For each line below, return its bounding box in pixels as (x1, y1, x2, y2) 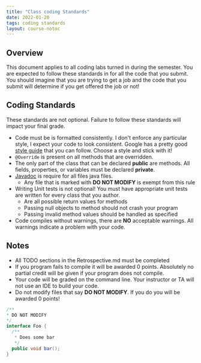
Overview (6, 47, 44, 58)
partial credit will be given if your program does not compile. (14, 269, 164, 277)
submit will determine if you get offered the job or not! (6, 83, 140, 90)
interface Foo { (6, 323, 47, 329)
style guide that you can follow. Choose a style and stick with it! (14, 146, 173, 154)
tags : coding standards (6, 20, 66, 26)
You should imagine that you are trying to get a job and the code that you (6, 76, 187, 84)
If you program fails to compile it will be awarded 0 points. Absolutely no (14, 263, 194, 270)
